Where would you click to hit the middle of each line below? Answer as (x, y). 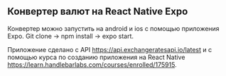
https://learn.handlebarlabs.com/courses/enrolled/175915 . (92, 64)
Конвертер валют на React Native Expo (98, 12)
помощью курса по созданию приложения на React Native (96, 57)
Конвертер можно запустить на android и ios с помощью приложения (113, 28)
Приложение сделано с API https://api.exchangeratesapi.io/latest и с (109, 49)
